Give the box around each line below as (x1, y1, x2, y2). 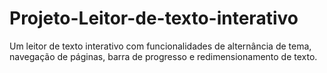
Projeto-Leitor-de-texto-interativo (9, 7, 299, 30)
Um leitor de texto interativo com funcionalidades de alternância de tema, (9, 40, 312, 52)
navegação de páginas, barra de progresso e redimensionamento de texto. (9, 50, 318, 62)
